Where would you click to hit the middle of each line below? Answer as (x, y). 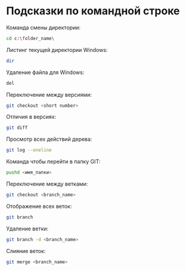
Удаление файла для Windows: (45, 72)
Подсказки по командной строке (93, 11)
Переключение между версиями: (49, 94)
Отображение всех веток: (39, 206)
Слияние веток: (26, 251)
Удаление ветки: (27, 229)
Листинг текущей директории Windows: (57, 50)
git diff (17, 128)
